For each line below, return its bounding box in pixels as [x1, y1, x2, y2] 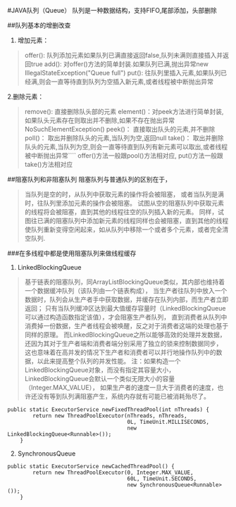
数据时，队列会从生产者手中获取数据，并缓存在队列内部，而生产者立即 [24, 295, 229, 303]
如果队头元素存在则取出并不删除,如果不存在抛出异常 [24, 116, 175, 125]
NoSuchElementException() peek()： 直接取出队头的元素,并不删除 [24, 125, 216, 133]
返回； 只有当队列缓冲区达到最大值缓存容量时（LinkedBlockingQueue [24, 304, 226, 312]
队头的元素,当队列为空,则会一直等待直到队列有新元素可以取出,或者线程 [24, 143, 228, 151]
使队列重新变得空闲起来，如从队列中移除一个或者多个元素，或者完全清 [24, 225, 229, 234]
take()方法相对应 [24, 161, 73, 168]
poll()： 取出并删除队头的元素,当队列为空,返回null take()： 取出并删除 [24, 134, 224, 142]
